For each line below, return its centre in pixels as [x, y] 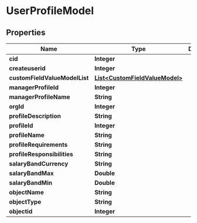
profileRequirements [38, 145]
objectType [25, 202]
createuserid [27, 68]
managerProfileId [34, 87]
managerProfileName [40, 97]
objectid [21, 211]
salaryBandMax [31, 173]
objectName [26, 192]
